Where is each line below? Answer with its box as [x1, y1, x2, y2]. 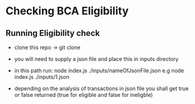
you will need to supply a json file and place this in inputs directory [14, 56, 179, 62]
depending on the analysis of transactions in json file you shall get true [14, 85, 189, 92]
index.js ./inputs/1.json [14, 74, 69, 80]
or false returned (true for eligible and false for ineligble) [14, 91, 153, 98]
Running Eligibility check [5, 28, 100, 38]
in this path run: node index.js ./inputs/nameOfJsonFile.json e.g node [14, 67, 184, 74]
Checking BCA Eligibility [5, 4, 129, 18]
